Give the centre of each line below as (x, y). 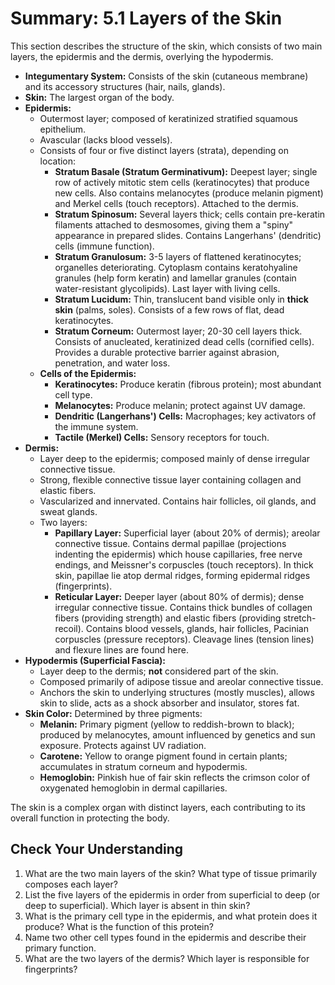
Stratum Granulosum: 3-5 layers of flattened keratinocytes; (178, 256)
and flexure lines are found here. (121, 649)
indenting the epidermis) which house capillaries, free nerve (178, 554)
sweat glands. (68, 511)
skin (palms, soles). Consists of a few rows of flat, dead (169, 309)
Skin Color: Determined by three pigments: (113, 713)
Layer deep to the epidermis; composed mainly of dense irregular (175, 458)
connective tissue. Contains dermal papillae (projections (170, 543)
